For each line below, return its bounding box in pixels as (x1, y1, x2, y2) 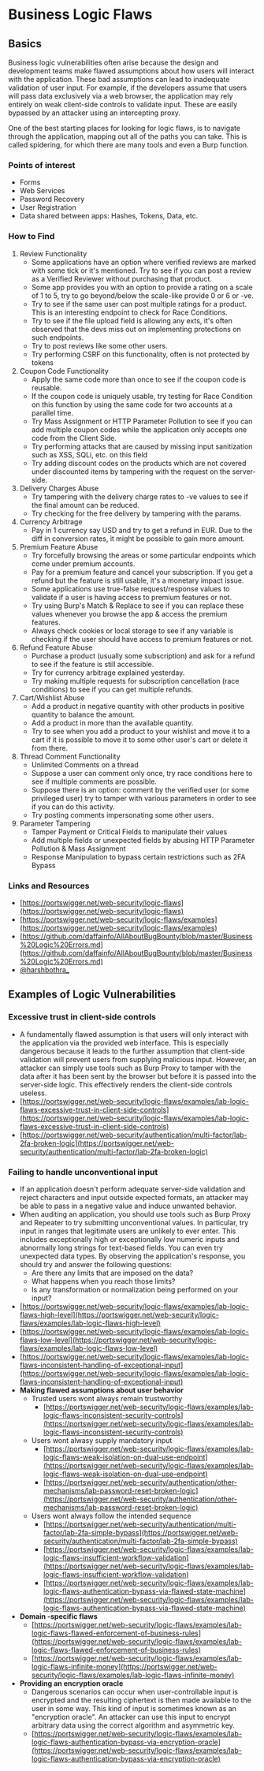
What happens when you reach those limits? (31, 1276, 176, 1286)
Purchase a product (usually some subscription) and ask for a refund (31, 651, 255, 660)
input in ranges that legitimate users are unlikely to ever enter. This (19, 1226, 236, 1236)
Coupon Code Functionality (19, 366, 109, 375)
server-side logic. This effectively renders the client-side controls (19, 1079, 232, 1089)
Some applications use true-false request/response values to (31, 583, 230, 593)
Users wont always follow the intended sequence (31, 1511, 191, 1520)
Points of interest (8, 159, 76, 170)
